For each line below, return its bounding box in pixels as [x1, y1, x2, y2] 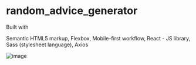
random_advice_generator [6, 4, 138, 18]
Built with [6, 23, 29, 30]
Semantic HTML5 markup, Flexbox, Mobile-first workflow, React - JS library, [6, 35, 191, 42]
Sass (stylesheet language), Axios [6, 41, 89, 48]
